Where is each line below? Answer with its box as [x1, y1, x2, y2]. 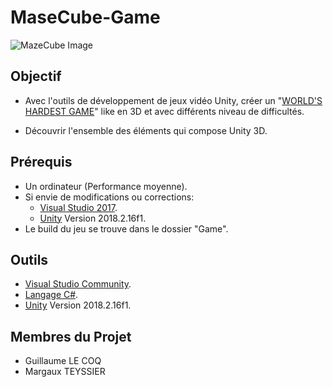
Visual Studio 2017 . [39, 201, 118, 213]
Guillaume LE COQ [24, 355, 102, 367]
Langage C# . [24, 289, 79, 301]
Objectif [10, 68, 62, 85]
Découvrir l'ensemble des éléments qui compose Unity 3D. [24, 124, 268, 136]
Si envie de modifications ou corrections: [24, 191, 195, 203]
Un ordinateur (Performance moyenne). [24, 180, 188, 192]
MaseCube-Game [10, 6, 161, 29]
